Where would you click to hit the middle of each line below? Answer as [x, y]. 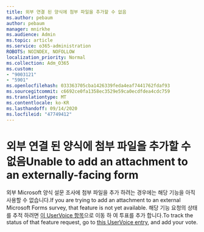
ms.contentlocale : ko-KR [38, 103]
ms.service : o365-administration [49, 46]
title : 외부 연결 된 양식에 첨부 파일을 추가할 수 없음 [66, 12]
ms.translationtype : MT [37, 97]
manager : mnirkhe [28, 29]
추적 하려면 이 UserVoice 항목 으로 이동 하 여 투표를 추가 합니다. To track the [103, 216]
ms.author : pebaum [30, 18]
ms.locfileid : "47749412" [39, 114]
